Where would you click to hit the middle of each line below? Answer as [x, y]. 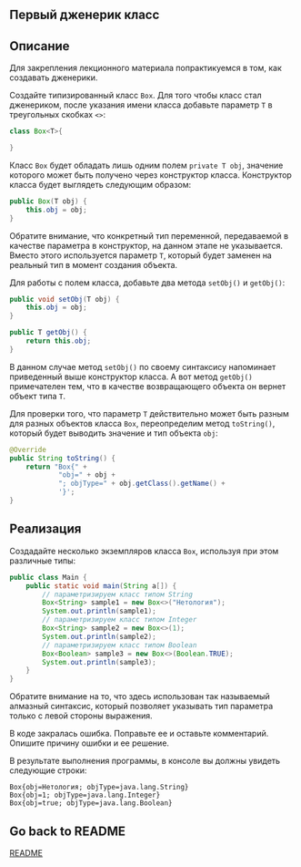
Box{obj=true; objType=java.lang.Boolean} [91, 803]
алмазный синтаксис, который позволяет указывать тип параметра [141, 707]
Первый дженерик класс [85, 15]
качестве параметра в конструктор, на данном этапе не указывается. [146, 245]
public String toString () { [63, 458]
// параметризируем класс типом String [118, 594]
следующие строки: [48, 770]
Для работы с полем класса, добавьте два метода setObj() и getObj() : [147, 283]
